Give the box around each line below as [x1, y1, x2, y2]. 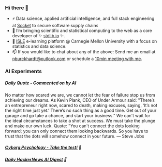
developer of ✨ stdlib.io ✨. [12, 33, 65, 39]
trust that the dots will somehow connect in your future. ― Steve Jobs [5, 133, 145, 139]
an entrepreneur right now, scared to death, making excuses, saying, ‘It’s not [5, 103, 158, 108]
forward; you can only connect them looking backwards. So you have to [5, 128, 148, 134]
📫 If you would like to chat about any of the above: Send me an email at [12, 49, 156, 55]
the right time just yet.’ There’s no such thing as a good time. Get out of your [5, 107, 157, 113]
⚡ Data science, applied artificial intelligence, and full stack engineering [12, 15, 155, 21]
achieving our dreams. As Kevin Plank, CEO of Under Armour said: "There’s [5, 97, 155, 103]
